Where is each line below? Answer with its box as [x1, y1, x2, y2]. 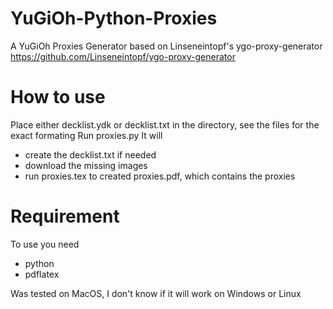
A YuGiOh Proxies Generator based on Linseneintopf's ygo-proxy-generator [10, 40, 323, 52]
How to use [10, 86, 106, 109]
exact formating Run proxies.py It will [10, 129, 163, 141]
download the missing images [24, 159, 148, 171]
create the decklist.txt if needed [24, 148, 157, 161]
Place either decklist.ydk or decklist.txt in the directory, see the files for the [10, 118, 320, 131]
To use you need [10, 238, 80, 250]
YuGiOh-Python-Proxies [10, 7, 218, 30]
